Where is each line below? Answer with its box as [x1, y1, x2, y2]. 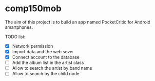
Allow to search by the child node [12, 71, 79, 77]
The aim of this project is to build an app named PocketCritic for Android [5, 19, 151, 25]
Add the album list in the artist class [12, 60, 84, 66]
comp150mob [5, 3, 62, 14]
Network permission [12, 43, 53, 49]
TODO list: [5, 34, 26, 40]
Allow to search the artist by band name [12, 65, 93, 71]
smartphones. [5, 24, 33, 30]
